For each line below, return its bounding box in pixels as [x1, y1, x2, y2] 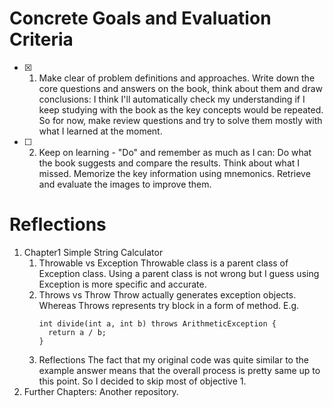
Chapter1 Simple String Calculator [23, 246, 164, 258]
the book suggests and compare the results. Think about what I [38, 157, 301, 169]
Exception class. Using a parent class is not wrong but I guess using [38, 267, 320, 279]
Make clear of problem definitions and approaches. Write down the [38, 72, 316, 84]
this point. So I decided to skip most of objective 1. [38, 375, 247, 387]
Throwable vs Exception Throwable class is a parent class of [38, 257, 289, 269]
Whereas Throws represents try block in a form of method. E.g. [38, 299, 300, 311]
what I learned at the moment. [38, 125, 163, 137]
